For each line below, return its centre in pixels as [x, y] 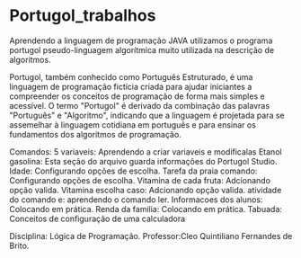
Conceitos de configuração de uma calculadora [97, 218]
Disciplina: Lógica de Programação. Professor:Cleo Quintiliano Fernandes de [151, 236]
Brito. [19, 245]
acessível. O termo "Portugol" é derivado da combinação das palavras [140, 105]
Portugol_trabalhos [83, 16]
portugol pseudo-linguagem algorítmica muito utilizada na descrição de [142, 49]
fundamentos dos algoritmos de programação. [95, 134]
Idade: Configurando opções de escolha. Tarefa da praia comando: [133, 171]
